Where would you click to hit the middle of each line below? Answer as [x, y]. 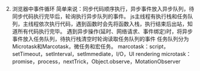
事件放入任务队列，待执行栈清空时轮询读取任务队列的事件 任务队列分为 [100, 39]
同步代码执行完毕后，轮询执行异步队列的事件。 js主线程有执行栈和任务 [100, 16]
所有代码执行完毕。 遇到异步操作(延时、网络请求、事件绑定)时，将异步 [105, 31]
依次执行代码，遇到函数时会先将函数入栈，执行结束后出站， [113, 24]
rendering [148, 54]
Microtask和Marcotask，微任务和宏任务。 [64, 46]
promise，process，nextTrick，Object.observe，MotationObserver [96, 61]
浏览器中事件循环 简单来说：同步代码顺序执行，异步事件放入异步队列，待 [103, 9]
